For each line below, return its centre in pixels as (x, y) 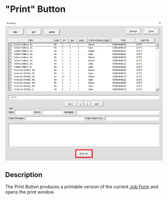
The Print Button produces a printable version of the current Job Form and (82, 187)
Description (24, 175)
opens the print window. (30, 192)
